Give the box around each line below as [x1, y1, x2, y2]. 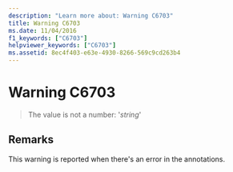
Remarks [8, 133, 54, 146]
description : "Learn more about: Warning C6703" [8, 11, 174, 20]
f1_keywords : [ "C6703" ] [8, 34, 88, 42]
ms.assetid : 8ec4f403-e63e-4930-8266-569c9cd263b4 [8, 49, 181, 57]
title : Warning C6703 [8, 19, 81, 27]
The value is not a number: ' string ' [27, 110, 142, 119]
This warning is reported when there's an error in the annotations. [8, 154, 226, 164]
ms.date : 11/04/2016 [8, 26, 78, 34]
